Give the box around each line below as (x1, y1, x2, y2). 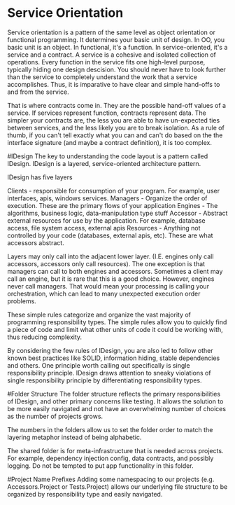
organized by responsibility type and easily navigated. (7, 490, 163, 498)
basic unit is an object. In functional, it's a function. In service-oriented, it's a (7, 43, 228, 51)
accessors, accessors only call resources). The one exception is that (7, 259, 205, 268)
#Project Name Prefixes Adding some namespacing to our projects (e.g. (7, 475, 215, 483)
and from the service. (7, 88, 69, 96)
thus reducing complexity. (7, 333, 83, 341)
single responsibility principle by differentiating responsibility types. (7, 376, 202, 385)
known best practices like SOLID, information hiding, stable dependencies (7, 354, 220, 362)
